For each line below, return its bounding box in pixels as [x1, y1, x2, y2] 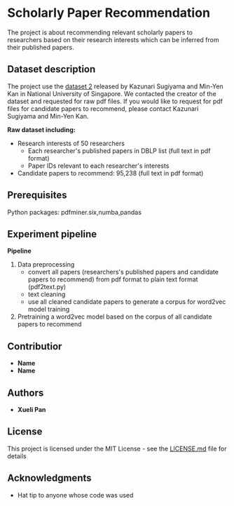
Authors [7, 387, 44, 399]
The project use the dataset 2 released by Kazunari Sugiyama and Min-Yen [7, 82, 223, 91]
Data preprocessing [17, 260, 75, 269]
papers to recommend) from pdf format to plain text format [27, 275, 198, 284]
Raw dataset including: [7, 125, 76, 134]
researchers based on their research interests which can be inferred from [7, 35, 219, 44]
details [7, 451, 27, 460]
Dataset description [7, 63, 96, 75]
